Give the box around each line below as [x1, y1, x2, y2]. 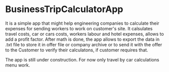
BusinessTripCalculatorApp [5, 4, 123, 15]
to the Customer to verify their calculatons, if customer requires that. [5, 47, 148, 53]
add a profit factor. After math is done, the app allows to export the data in [5, 36, 160, 42]
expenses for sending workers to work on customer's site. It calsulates [5, 25, 153, 31]
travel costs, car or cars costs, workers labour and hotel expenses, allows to [5, 31, 164, 37]
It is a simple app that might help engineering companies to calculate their [5, 20, 159, 26]
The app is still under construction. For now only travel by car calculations [5, 56, 159, 62]
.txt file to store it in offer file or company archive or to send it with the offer [5, 41, 162, 47]
